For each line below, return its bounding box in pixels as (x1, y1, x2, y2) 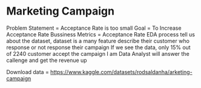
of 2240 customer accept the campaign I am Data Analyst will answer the (6, 50, 189, 57)
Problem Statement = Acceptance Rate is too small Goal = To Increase (6, 24, 182, 32)
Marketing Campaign (6, 4, 115, 18)
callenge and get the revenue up (6, 56, 87, 64)
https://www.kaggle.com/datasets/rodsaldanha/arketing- (50, 68, 193, 75)
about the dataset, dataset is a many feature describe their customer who (6, 37, 189, 44)
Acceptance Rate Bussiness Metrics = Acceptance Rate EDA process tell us (6, 30, 196, 38)
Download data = (6, 68, 50, 75)
